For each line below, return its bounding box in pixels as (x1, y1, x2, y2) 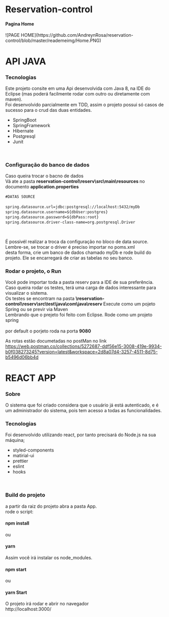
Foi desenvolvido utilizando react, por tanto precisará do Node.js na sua (5, 432, 156, 438)
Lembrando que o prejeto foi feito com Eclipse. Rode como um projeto (5, 312, 153, 318)
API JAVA (5, 55, 46, 67)
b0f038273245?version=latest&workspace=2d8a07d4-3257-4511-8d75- (5, 349, 158, 355)
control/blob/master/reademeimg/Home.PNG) (5, 37, 101, 44)
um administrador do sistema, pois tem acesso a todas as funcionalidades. (5, 407, 162, 413)
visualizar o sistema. (5, 290, 48, 296)
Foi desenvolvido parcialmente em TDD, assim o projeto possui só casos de (5, 101, 164, 108)
